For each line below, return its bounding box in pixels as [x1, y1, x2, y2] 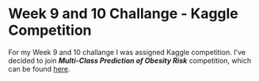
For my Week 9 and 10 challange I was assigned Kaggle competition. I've [8, 47, 246, 57]
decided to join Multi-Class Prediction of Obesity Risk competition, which [8, 56, 252, 65]
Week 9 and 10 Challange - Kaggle [8, 5, 239, 23]
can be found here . [8, 64, 70, 73]
